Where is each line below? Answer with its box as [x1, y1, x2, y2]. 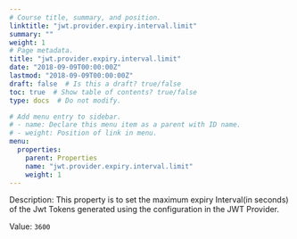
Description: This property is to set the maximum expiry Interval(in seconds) [9, 194, 289, 205]
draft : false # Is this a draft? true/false [9, 79, 181, 88]
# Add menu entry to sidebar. [9, 112, 122, 121]
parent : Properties [25, 153, 98, 162]
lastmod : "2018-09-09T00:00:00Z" [9, 71, 134, 80]
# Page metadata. [9, 46, 74, 55]
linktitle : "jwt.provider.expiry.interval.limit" [9, 21, 198, 30]
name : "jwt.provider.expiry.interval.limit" [25, 161, 194, 170]
